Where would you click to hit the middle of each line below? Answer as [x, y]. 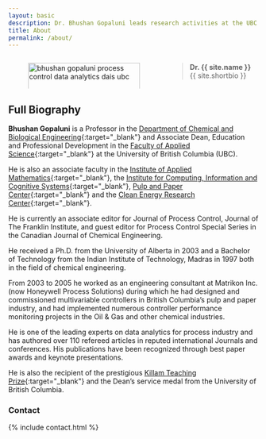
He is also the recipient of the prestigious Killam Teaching [102, 373]
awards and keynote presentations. [66, 357]
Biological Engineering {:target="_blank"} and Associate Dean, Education [127, 137]
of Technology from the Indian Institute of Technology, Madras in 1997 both [131, 260]
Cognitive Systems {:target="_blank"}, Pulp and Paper [96, 187]
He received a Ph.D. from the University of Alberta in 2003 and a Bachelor [129, 251]
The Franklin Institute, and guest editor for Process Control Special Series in [132, 227]
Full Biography [44, 109]
